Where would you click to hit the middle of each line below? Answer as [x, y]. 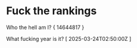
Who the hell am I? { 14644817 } [45, 27]
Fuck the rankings [52, 11]
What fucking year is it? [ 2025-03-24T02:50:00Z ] [69, 39]
